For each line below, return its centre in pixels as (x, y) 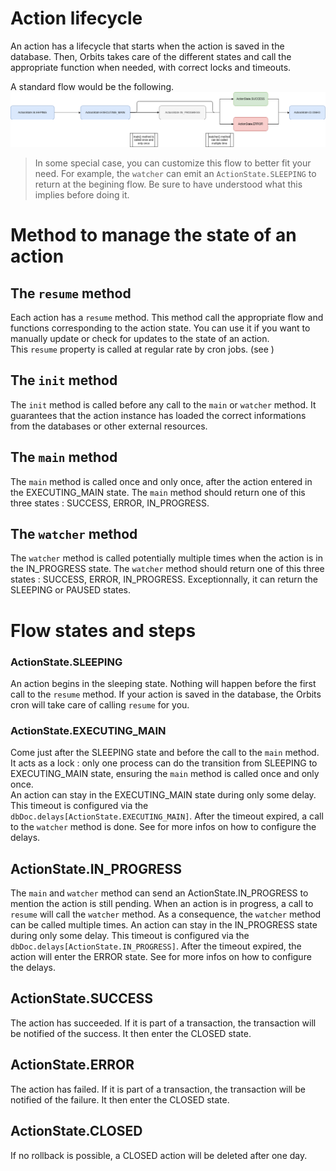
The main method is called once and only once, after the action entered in (161, 481)
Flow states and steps (103, 630)
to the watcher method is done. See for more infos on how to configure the (163, 827)
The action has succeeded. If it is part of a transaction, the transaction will (163, 1023)
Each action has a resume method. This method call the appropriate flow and (167, 318)
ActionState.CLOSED (76, 1131)
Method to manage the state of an (153, 235)
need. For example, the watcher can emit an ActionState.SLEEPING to (175, 174)
